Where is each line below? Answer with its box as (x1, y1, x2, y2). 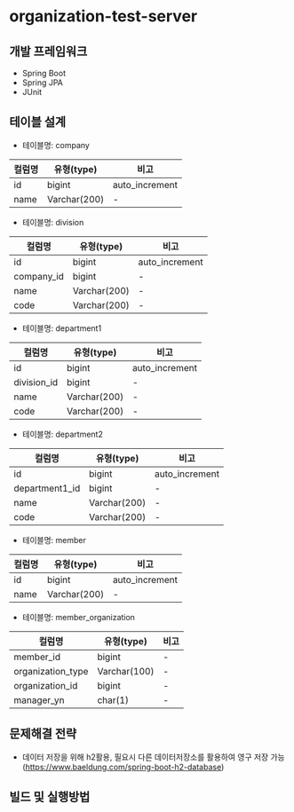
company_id (13, 270, 65, 282)
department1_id (13, 482, 81, 494)
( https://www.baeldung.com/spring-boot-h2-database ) (21, 761, 225, 772)
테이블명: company (21, 139, 91, 150)
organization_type (13, 665, 89, 677)
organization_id (13, 679, 78, 691)
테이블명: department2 (21, 429, 104, 439)
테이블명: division (21, 217, 84, 227)
